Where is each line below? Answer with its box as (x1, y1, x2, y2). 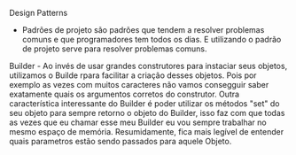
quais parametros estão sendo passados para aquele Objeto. (9, 136, 232, 146)
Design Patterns (9, 8, 68, 18)
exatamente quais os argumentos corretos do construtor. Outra (9, 89, 240, 99)
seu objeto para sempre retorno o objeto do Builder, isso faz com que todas (9, 108, 285, 118)
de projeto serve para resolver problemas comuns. (21, 43, 207, 54)
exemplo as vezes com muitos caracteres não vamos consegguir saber (9, 80, 269, 89)
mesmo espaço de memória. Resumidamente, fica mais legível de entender (9, 127, 284, 136)
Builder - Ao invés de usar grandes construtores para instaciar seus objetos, (9, 61, 288, 71)
